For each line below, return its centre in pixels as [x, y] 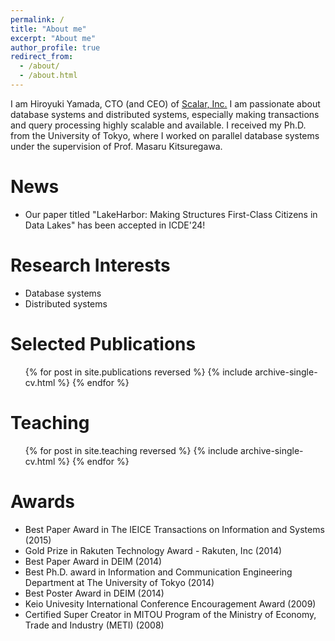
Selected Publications [103, 343]
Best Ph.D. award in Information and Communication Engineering [158, 572]
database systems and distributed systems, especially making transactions [165, 114]
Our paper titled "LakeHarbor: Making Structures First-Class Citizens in [171, 214]
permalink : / [37, 19]
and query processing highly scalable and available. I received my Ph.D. [158, 125]
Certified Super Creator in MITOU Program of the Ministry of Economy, [170, 614]
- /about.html [48, 76]
